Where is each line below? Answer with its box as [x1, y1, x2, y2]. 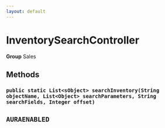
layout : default [6, 8, 46, 15]
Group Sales [6, 53, 36, 60]
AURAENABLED [6, 115, 50, 124]
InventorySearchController [6, 33, 139, 47]
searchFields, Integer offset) [6, 98, 95, 105]
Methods [6, 69, 40, 79]
